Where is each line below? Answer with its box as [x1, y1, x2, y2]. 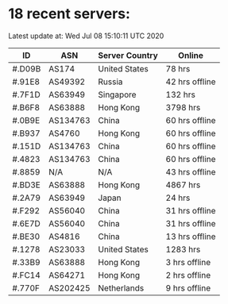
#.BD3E [12, 179, 41, 190]
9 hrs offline [165, 283, 211, 294]
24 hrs [165, 192, 191, 203]
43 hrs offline [165, 166, 216, 177]
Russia [98, 76, 123, 87]
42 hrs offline [165, 76, 216, 87]
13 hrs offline [165, 231, 216, 242]
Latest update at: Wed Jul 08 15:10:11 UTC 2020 [8, 31, 164, 40]
